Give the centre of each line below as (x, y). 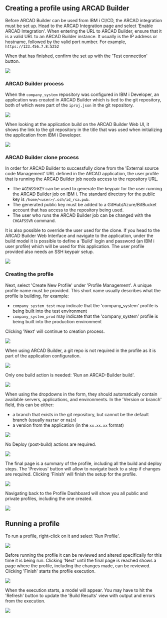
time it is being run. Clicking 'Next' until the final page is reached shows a (81, 560)
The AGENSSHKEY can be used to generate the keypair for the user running (87, 189)
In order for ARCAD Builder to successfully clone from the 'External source (82, 168)
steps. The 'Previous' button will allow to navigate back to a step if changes (83, 468)
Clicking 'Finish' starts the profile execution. (50, 571)
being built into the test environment (50, 311)
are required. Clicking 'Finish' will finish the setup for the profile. (71, 474)
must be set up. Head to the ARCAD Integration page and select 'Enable (79, 26)
